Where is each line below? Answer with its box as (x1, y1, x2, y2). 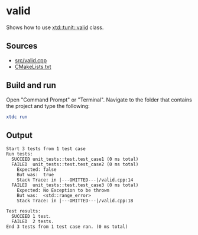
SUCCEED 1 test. (11, 214, 51, 220)
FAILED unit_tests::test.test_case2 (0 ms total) (11, 161, 139, 167)
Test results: (6, 208, 41, 214)
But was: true (17, 172, 54, 178)
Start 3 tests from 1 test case (6, 146, 86, 152)
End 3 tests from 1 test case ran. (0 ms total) (6, 224, 128, 230)
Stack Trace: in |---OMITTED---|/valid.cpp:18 (17, 198, 134, 204)
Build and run (6, 80, 56, 90)
